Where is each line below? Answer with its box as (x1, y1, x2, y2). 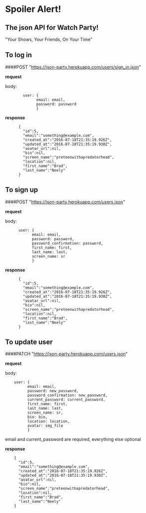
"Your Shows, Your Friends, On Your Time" (5, 36, 93, 42)
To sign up (5, 185, 38, 194)
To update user (5, 338, 53, 346)
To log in (5, 51, 32, 59)
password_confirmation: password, (31, 241, 103, 246)
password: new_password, (27, 389, 79, 394)
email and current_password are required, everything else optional (5, 436, 142, 442)
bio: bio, (27, 415, 48, 420)
